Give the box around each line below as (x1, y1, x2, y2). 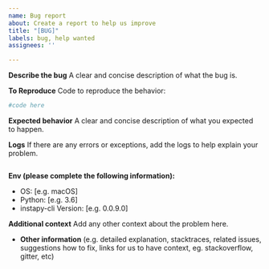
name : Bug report (8, 11, 67, 20)
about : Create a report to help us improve (8, 19, 157, 27)
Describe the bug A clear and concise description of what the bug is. (8, 70, 238, 80)
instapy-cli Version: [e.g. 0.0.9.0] (19, 203, 128, 213)
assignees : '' (8, 42, 56, 50)
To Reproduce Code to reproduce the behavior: (8, 86, 166, 96)
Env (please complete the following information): (8, 171, 175, 180)
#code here (8, 102, 45, 110)
